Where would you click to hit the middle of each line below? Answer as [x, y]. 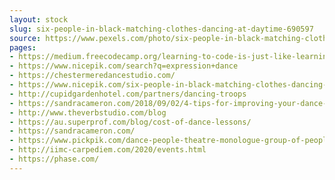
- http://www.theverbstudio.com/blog [88, 112]
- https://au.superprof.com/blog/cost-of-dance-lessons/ [130, 122]
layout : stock [39, 19]
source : [25, 38]
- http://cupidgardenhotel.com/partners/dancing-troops [128, 94]
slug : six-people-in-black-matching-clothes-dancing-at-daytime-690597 [161, 29]
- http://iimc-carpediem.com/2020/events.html [108, 150]
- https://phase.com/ [54, 159]
